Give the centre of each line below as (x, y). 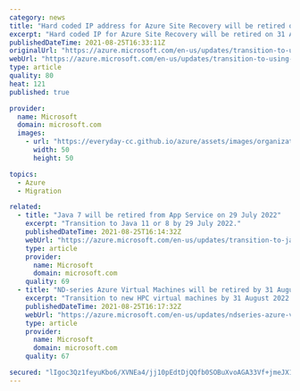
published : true (39, 92)
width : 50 (51, 150)
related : (25, 207)
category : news (37, 17)
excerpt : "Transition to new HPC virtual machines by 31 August (147, 298)
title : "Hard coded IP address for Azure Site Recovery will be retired (147, 26)
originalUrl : (33, 51)
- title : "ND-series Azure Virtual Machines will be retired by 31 (146, 290)
